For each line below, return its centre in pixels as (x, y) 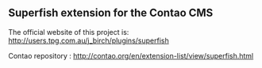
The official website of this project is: (69, 32)
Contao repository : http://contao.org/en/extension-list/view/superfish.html (131, 55)
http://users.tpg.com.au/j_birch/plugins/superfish (89, 40)
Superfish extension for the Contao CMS (111, 13)
